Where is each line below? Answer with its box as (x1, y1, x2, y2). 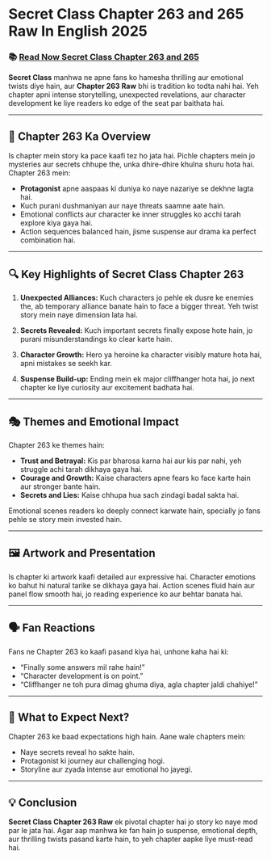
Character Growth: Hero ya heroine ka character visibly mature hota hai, (19, 350, 262, 360)
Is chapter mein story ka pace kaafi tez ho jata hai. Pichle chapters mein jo (8, 151, 256, 161)
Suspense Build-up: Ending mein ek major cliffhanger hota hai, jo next (19, 374, 256, 384)
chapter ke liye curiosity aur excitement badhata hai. (19, 383, 195, 393)
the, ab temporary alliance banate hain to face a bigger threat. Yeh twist (19, 301, 259, 311)
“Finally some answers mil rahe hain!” (19, 662, 145, 672)
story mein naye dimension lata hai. (19, 310, 139, 320)
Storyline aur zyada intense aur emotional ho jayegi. (19, 764, 193, 774)
